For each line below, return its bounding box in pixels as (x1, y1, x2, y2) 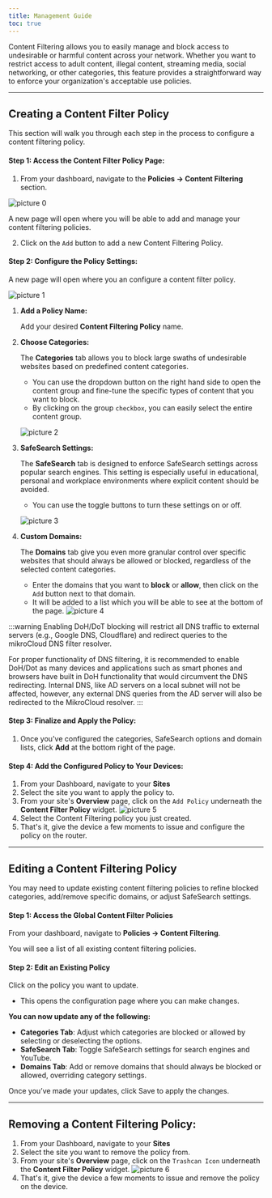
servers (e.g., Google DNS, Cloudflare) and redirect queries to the (8, 630, 228, 639)
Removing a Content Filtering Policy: (8, 1117, 197, 1131)
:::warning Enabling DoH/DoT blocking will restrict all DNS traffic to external (8, 621, 260, 631)
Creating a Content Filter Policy (8, 107, 170, 121)
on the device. (19, 1182, 69, 1192)
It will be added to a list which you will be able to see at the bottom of (32, 597, 263, 607)
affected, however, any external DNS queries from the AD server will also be (8, 689, 262, 699)
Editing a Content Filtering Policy (8, 861, 177, 875)
